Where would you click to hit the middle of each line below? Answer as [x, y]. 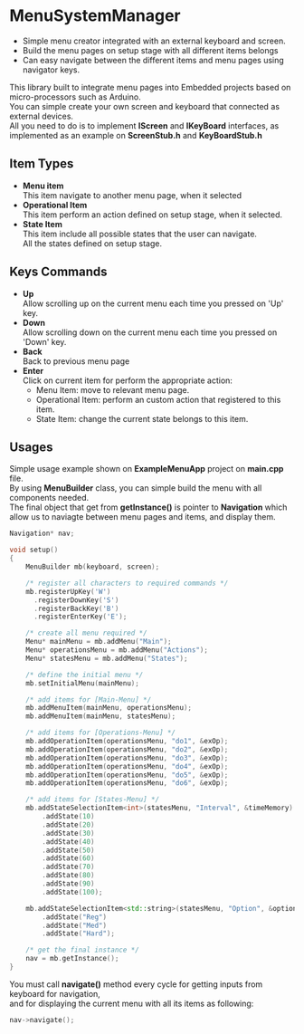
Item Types [42, 164]
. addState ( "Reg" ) [74, 917]
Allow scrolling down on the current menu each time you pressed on [150, 332]
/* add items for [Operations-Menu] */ [101, 733]
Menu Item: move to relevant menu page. [113, 389]
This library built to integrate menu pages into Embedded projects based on [150, 87]
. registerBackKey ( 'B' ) [76, 608]
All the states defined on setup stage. [92, 243]
